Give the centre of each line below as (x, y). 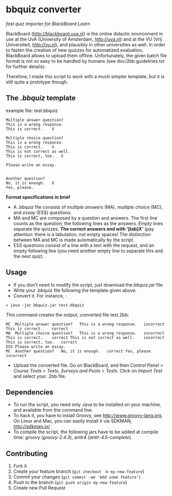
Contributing (27, 454)
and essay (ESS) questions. (42, 212)
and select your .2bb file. (40, 376)
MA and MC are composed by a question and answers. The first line (85, 218)
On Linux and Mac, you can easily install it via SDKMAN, (73, 421)
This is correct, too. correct (42, 342)
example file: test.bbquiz (32, 110)
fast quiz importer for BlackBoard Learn (48, 24)
